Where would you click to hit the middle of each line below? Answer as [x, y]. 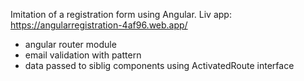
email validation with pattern [83, 55]
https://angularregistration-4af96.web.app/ [99, 25]
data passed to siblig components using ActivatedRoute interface [159, 65]
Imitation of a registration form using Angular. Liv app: [121, 14]
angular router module [70, 44]
